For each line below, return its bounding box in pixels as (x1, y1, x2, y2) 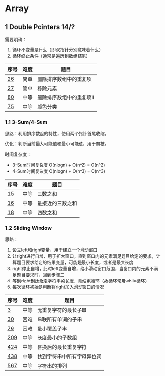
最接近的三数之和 (37, 200, 78, 207)
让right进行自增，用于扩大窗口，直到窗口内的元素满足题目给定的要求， (12, 253, 157, 259)
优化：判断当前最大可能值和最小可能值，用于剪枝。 (5, 141, 109, 147)
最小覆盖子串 (37, 325, 68, 332)
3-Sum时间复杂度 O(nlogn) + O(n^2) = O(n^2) (12, 162, 105, 168)
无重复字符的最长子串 (37, 306, 87, 313)
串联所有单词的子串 (37, 316, 82, 323)
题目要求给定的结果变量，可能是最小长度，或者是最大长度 (16, 259, 134, 265)
